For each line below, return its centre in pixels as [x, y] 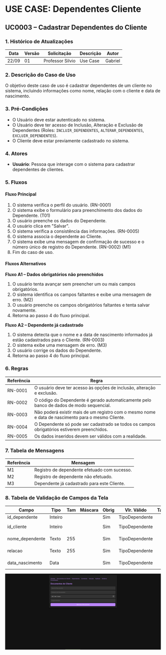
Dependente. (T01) [31, 215]
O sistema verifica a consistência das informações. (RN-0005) [76, 231]
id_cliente [17, 527]
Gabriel [113, 61]
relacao [15, 551]
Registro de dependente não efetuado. [73, 477]
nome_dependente [26, 538]
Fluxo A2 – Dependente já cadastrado [44, 325]
